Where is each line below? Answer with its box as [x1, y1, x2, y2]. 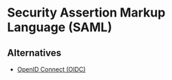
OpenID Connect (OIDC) [17, 66, 86, 73]
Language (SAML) [7, 19, 112, 35]
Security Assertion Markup [7, 5, 166, 21]
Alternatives [7, 47, 62, 59]
